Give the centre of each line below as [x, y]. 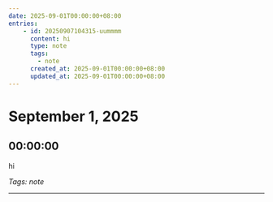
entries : [23, 24]
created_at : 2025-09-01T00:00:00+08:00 [97, 69]
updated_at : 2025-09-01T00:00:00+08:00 [97, 76]
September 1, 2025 [74, 116]
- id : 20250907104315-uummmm [72, 31]
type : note [48, 46]
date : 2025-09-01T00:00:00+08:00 [65, 16]
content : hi [50, 39]
